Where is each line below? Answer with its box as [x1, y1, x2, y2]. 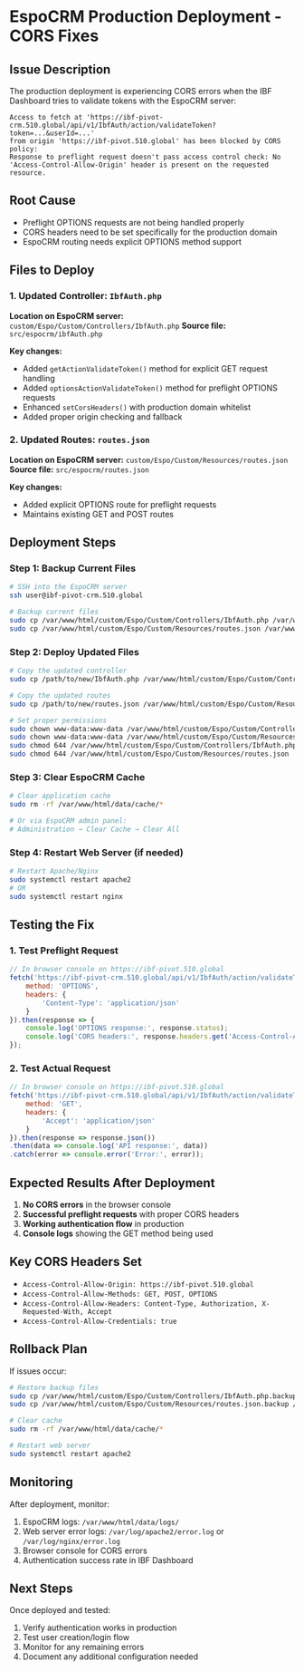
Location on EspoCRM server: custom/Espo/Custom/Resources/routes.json [9, 454, 289, 465]
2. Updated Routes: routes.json [9, 433, 150, 446]
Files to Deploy [9, 263, 95, 278]
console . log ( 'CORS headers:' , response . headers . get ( [25, 1032, 229, 1041]
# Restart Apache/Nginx [9, 867, 100, 876]
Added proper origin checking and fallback [22, 411, 183, 422]
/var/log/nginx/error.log [22, 1537, 120, 1546]
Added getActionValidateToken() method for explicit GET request [22, 362, 269, 373]
